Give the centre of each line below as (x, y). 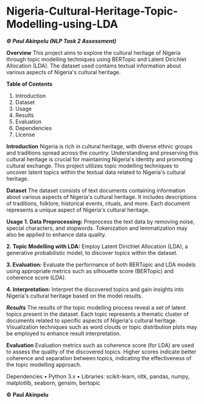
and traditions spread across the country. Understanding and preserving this (102, 153)
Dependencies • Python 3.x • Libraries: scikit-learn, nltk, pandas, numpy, (98, 376)
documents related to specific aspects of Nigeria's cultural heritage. (92, 320)
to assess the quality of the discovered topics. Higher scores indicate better (101, 352)
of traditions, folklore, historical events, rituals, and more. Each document (98, 203)
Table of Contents (30, 84)
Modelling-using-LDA (62, 24)
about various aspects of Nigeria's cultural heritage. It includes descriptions (101, 197)
